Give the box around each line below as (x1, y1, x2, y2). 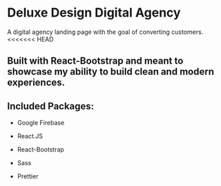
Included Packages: (7, 100, 95, 112)
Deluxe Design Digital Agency (7, 5, 181, 21)
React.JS (17, 132, 44, 140)
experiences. (7, 77, 66, 89)
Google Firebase (17, 119, 65, 127)
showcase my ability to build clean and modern (7, 66, 214, 77)
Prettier (17, 172, 39, 180)
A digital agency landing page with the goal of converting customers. (7, 28, 204, 36)
